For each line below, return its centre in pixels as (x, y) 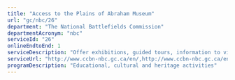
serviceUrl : (24, 59)
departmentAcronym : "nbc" (45, 33)
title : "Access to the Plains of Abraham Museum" (81, 14)
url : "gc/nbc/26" (33, 20)
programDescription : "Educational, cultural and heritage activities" (112, 65)
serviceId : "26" (31, 40)
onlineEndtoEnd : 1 (34, 46)
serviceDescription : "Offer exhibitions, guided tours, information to (114, 53)
